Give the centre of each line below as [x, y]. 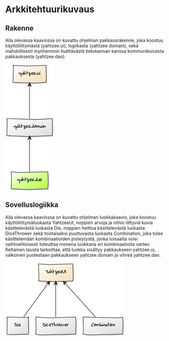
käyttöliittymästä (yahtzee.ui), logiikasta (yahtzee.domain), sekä [72, 46]
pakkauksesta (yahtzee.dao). [36, 56]
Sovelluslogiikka [32, 205]
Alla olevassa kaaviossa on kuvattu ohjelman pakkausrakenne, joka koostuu [84, 40]
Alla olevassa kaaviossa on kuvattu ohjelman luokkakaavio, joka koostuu [81, 217]
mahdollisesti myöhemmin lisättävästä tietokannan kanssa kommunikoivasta [84, 51]
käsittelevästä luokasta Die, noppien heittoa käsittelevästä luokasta [75, 228]
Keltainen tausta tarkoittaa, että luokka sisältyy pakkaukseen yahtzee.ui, [81, 250]
